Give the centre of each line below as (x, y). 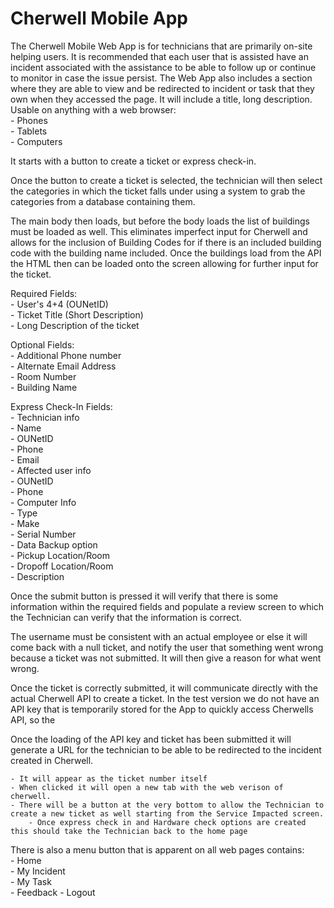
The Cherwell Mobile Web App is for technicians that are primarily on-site (161, 46)
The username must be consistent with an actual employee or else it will (159, 636)
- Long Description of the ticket (75, 325)
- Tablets (29, 131)
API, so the (33, 719)
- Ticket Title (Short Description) (77, 314)
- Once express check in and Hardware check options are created (167, 822)
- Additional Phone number (66, 355)
